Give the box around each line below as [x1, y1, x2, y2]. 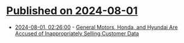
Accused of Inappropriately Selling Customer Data [14, 29, 139, 37]
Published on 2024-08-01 [6, 4, 138, 18]
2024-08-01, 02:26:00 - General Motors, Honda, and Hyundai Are [14, 24, 178, 31]
